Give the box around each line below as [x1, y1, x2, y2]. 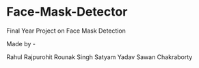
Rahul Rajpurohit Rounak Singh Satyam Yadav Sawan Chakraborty [6, 52, 193, 61]
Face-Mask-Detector [6, 4, 128, 20]
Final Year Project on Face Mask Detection [6, 27, 126, 35]
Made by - [6, 39, 36, 48]
